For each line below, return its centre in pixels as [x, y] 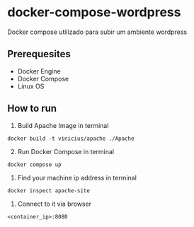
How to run [32, 109]
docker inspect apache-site [49, 191]
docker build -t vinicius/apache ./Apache [71, 139]
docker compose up [34, 164]
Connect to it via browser [55, 204]
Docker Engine [39, 71]
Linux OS [31, 86]
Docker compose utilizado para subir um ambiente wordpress [97, 32]
